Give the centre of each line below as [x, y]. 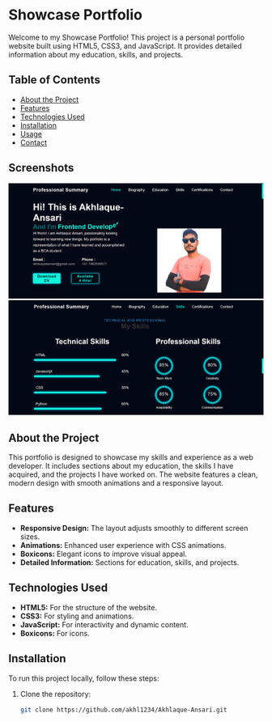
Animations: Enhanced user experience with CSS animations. [123, 545]
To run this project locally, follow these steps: [84, 678]
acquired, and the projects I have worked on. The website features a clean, [133, 474]
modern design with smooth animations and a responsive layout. [116, 483]
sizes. [30, 537]
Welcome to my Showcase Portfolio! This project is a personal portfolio [127, 37]
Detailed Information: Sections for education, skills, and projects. [130, 562]
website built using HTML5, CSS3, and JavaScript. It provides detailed [125, 45]
